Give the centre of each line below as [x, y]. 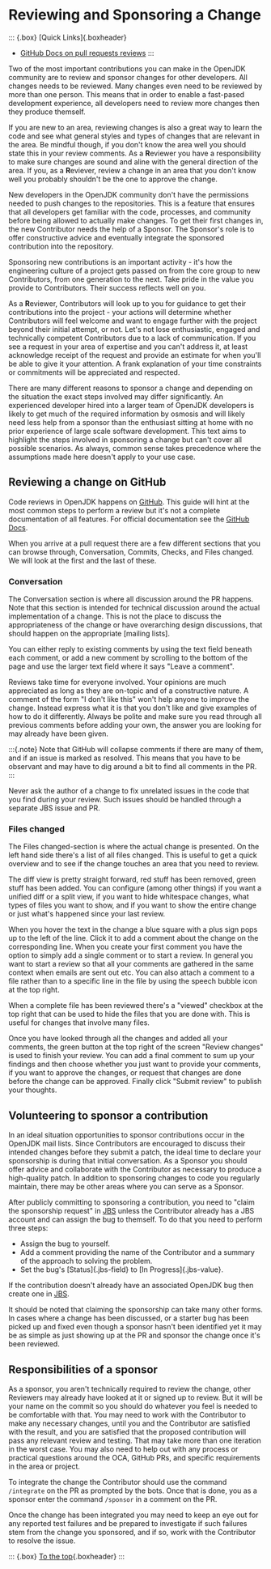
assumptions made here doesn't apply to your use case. [102, 457]
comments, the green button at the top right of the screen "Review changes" [136, 1047]
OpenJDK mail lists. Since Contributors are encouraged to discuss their [127, 1144]
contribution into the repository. [61, 246]
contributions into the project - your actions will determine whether [120, 312]
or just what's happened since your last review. [87, 914]
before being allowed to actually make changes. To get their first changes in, [136, 220]
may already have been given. [59, 733]
